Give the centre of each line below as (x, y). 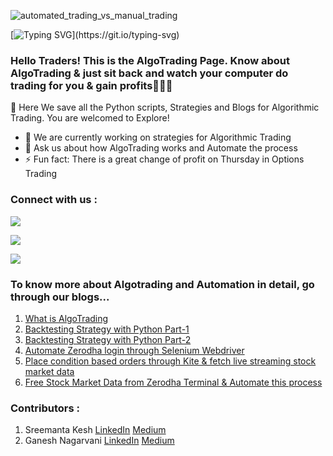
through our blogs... (60, 297)
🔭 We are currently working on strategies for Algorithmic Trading (158, 137)
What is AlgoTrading (66, 318)
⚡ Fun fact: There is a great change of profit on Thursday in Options (164, 159)
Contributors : (45, 408)
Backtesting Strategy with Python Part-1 (107, 329)
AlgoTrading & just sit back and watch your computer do (149, 73)
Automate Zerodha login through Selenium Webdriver (134, 350)
